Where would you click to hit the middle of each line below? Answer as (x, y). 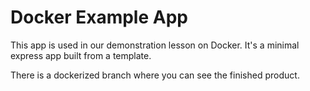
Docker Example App (99, 17)
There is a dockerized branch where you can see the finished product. (155, 75)
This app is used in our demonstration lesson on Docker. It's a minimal (155, 45)
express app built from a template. (81, 55)
